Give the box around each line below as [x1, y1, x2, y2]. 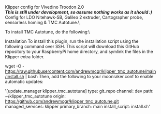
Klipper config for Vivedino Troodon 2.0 [5, 4, 84, 10]
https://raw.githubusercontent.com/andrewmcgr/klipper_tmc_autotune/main [5, 68, 156, 74]
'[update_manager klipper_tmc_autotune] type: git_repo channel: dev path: [5, 88, 154, 94]
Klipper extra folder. [5, 54, 44, 60]
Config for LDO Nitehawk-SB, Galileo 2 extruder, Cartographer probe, [5, 15, 144, 20]
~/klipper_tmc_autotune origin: [5, 93, 66, 99]
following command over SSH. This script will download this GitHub [5, 44, 139, 49]
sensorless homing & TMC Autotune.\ [5, 19, 80, 25]
